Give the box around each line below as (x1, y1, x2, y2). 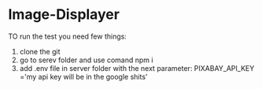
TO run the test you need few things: (8, 32, 127, 41)
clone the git (19, 46, 61, 56)
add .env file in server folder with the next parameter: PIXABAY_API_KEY (19, 63, 255, 72)
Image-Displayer (8, 6, 120, 24)
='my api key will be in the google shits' (19, 72, 148, 81)
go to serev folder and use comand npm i (19, 55, 153, 65)
